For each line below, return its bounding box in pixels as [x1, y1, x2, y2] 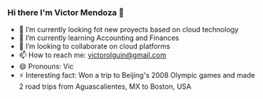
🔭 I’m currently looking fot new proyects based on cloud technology [18, 25, 239, 35]
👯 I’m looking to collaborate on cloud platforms [18, 42, 171, 51]
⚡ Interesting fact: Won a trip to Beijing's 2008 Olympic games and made [18, 71, 255, 80]
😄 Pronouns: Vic [18, 62, 74, 71]
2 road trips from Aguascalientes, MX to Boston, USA [18, 82, 192, 91]
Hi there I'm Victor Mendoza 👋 [7, 7, 124, 18]
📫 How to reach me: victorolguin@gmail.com [18, 50, 167, 60]
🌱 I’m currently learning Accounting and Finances [18, 33, 180, 42]
